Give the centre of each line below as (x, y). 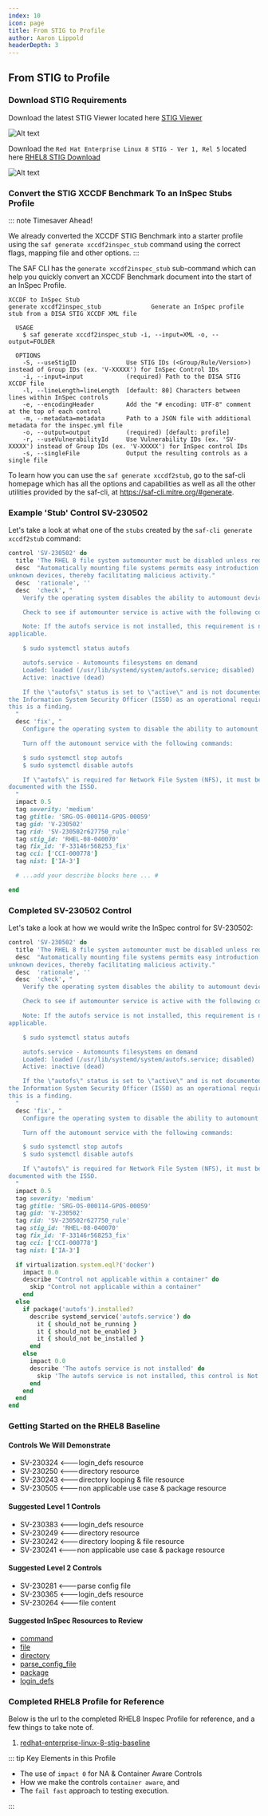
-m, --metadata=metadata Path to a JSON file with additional (137, 419)
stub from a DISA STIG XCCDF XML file (73, 314)
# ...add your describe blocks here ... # (87, 876)
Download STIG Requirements (68, 100)
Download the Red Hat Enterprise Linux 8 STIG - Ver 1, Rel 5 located (128, 148)
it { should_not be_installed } (91, 1339)
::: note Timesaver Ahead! (51, 221)
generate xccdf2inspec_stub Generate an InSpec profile (126, 307)
